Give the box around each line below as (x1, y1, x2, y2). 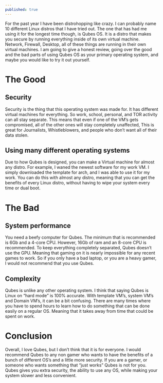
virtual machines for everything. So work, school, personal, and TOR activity (5, 111, 158, 117)
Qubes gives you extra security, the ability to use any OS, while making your (5, 367, 158, 373)
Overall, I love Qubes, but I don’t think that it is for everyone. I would (5, 347, 141, 353)
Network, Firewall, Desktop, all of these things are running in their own (5, 41, 146, 47)
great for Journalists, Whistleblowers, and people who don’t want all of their (5, 127, 157, 133)
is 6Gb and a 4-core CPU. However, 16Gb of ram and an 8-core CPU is (5, 240, 147, 245)
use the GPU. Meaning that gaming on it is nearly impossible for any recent (5, 250, 156, 256)
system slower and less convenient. (5, 373, 77, 379)
